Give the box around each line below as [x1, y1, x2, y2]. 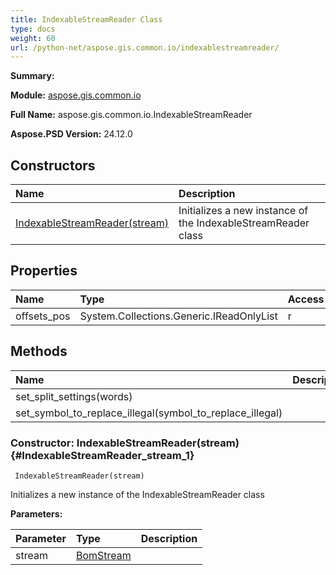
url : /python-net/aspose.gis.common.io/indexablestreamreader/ [10, 42, 280, 53]
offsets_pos [15, 309, 71, 323]
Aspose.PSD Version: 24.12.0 [10, 128, 133, 140]
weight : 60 [10, 33, 56, 43]
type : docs [10, 24, 56, 34]
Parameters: [10, 507, 63, 520]
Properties [10, 262, 78, 280]
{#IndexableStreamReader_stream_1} [10, 448, 195, 462]
